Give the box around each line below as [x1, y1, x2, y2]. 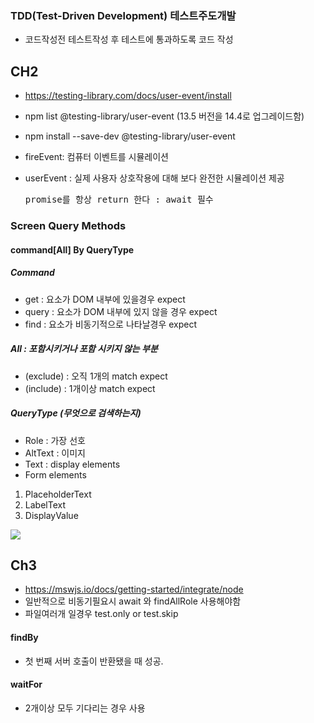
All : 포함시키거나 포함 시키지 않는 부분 [10, 343, 158, 355]
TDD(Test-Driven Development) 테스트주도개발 [10, 8, 237, 22]
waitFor [10, 678, 43, 691]
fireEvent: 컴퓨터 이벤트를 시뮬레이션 [24, 151, 169, 163]
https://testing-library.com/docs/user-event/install [24, 90, 232, 102]
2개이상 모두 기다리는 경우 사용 [24, 702, 146, 714]
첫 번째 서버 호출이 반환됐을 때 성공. [24, 655, 164, 667]
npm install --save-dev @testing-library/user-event [24, 130, 236, 142]
